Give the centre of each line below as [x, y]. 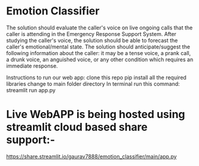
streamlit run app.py [31, 90]
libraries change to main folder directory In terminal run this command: [93, 84]
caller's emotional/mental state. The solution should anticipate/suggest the [98, 47]
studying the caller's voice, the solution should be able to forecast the [92, 40]
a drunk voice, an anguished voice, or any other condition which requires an [100, 59]
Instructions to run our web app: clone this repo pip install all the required [97, 77]
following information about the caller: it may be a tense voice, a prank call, [99, 53]
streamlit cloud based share [77, 127]
